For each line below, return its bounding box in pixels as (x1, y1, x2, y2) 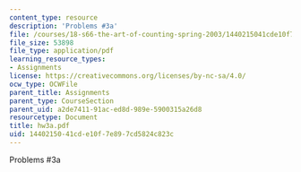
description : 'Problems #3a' (9, 21, 118, 30)
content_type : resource (9, 13, 99, 22)
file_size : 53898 (9, 38, 74, 47)
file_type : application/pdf (9, 47, 115, 56)
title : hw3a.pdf (9, 122, 70, 131)
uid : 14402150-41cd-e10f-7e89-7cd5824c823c (9, 130, 175, 139)
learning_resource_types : (9, 55, 106, 64)
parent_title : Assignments (9, 88, 110, 97)
